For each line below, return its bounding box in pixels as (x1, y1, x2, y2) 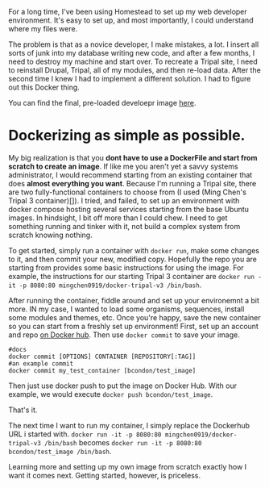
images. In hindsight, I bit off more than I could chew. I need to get (8, 213, 228, 223)
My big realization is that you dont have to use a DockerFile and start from (8, 152, 258, 162)
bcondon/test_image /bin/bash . (8, 446, 112, 456)
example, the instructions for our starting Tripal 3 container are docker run (8, 271, 255, 281)
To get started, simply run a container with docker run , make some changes (8, 245, 260, 255)
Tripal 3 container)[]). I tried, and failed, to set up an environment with (8, 195, 240, 205)
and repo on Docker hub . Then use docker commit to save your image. (8, 330, 240, 340)
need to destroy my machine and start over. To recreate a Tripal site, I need (8, 56, 258, 66)
